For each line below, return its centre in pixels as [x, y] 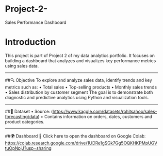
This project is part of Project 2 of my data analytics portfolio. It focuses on [80, 55]
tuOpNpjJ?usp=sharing [28, 148]
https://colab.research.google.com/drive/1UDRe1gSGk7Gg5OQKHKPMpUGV [81, 143]
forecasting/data [22, 116]
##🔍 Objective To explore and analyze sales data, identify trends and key [79, 80]
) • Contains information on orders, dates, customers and [95, 116]
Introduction [31, 42]
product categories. [25, 121]
